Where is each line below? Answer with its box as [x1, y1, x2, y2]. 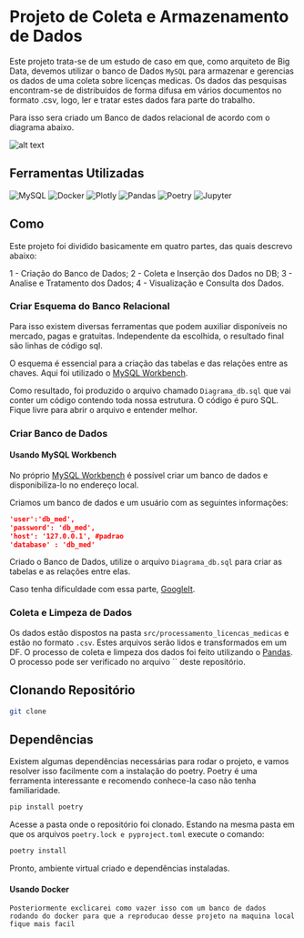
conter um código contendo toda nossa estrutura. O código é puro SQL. [9, 394, 279, 406]
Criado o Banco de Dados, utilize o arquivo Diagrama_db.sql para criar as [9, 557, 282, 568]
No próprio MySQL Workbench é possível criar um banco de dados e [9, 469, 269, 480]
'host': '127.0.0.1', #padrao [9, 531, 125, 540]
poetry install [9, 846, 67, 856]
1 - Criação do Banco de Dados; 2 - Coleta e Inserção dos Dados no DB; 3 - [9, 267, 293, 278]
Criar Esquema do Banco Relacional [9, 300, 170, 313]
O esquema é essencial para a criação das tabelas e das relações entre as [9, 358, 289, 368]
